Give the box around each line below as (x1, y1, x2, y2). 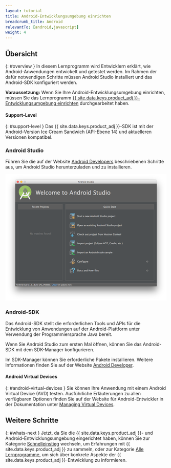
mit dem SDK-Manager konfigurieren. (15, 346, 95, 353)
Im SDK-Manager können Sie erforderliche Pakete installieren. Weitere (5, 356, 154, 363)
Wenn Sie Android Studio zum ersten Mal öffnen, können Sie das (5, 341, 142, 347)
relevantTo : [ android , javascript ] (5, 25, 79, 30)
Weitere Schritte (5, 416, 59, 425)
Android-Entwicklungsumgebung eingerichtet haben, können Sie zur (5, 435, 150, 441)
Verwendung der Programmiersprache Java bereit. (5, 331, 113, 337)
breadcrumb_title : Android (5, 19, 63, 24)
